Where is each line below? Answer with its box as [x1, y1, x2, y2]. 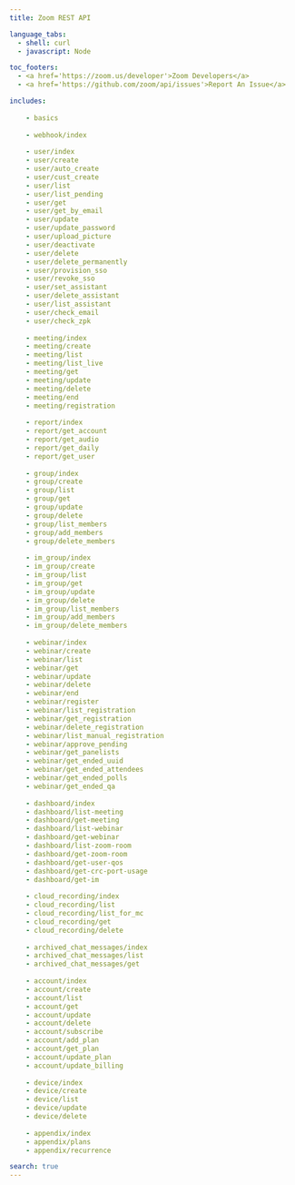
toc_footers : [9, 63, 59, 73]
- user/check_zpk [25, 316, 92, 326]
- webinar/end [25, 689, 79, 698]
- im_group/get [25, 579, 84, 588]
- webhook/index [25, 130, 88, 139]
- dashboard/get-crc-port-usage [25, 866, 148, 876]
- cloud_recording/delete [25, 926, 124, 935]
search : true [9, 1162, 59, 1171]
